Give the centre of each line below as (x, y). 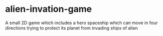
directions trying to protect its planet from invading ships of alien (72, 28)
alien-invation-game (49, 9)
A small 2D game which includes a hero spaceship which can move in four (81, 23)
